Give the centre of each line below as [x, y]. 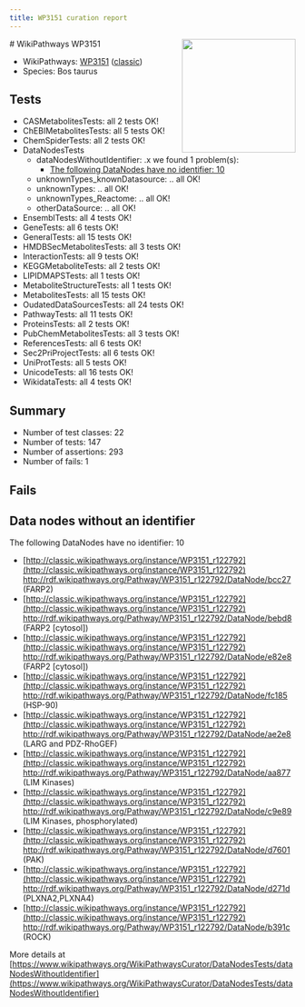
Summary [38, 410]
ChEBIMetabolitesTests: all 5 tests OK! [93, 131]
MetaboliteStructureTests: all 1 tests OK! [97, 285]
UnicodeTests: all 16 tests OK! [78, 373]
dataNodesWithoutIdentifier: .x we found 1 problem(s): [137, 160]
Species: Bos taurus [60, 71]
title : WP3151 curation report [69, 18]
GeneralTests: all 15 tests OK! [77, 237]
